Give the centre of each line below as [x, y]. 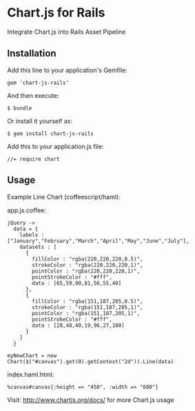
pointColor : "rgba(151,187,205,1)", [86, 313]
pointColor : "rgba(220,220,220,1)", [86, 271]
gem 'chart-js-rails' [38, 83]
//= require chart [33, 159]
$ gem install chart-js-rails [51, 133]
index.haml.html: [31, 374]
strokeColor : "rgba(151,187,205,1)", [88, 307]
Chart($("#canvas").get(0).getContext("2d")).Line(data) [91, 361]
